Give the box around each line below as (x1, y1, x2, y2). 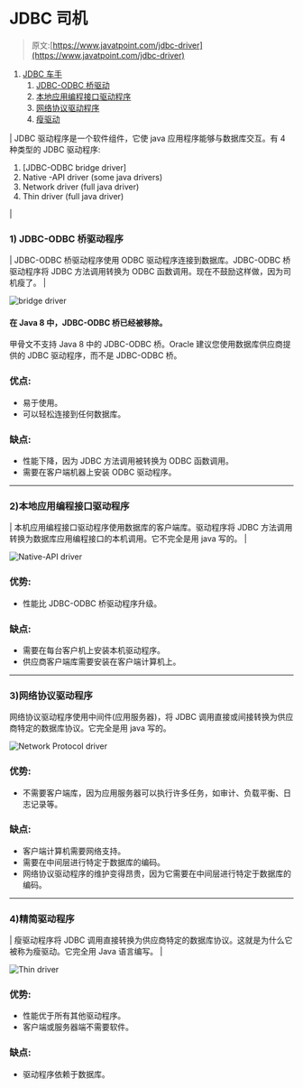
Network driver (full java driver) (22, 181, 140, 192)
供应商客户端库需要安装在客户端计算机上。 (22, 656, 181, 667)
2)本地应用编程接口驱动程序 (9, 500, 130, 512)
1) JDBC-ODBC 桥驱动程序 (9, 232, 124, 244)
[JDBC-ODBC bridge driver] (22, 161, 127, 172)
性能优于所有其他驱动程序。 (22, 1010, 126, 1021)
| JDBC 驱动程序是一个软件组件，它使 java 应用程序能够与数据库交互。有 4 (9, 133, 286, 143)
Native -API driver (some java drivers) (22, 171, 163, 182)
